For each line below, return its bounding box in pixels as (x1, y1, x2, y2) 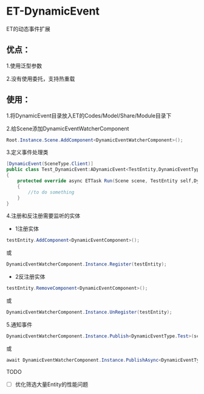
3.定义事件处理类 (6, 149, 49, 156)
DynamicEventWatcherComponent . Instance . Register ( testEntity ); (6, 261, 167, 267)
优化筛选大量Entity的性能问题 (15, 381, 89, 388)
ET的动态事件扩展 (6, 25, 50, 32)
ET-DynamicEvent (6, 4, 100, 18)
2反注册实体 (15, 273, 46, 281)
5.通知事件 (6, 321, 32, 328)
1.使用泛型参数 (6, 62, 42, 69)
